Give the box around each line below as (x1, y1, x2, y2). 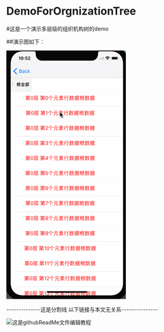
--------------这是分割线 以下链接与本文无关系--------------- (6, 305, 159, 313)
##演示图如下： (6, 38, 45, 45)
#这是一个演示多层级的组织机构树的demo (6, 25, 109, 32)
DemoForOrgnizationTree (6, 4, 136, 18)
